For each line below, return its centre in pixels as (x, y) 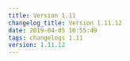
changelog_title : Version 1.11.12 (65, 23)
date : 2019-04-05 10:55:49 (53, 30)
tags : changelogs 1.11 (46, 38)
